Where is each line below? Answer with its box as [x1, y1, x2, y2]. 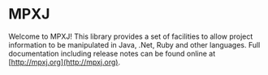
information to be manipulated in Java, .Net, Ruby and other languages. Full [8, 40, 261, 49]
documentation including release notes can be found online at [8, 48, 216, 58]
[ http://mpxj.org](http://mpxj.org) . [8, 57, 120, 67]
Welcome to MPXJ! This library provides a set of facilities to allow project [8, 31, 253, 41]
